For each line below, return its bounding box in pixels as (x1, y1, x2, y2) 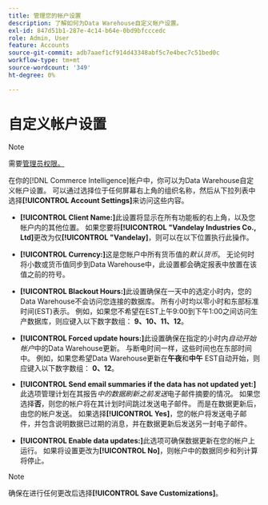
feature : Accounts (8, 42, 70, 50)
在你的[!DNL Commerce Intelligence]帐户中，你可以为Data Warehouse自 (8, 175, 247, 185)
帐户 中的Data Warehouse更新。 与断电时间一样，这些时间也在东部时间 (19, 343, 252, 352)
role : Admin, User (8, 34, 70, 42)
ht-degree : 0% (8, 71, 56, 79)
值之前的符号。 (19, 269, 70, 279)
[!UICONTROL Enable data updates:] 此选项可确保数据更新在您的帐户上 (19, 435, 256, 445)
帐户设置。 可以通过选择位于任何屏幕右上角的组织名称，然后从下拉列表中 (14, 185, 256, 195)
